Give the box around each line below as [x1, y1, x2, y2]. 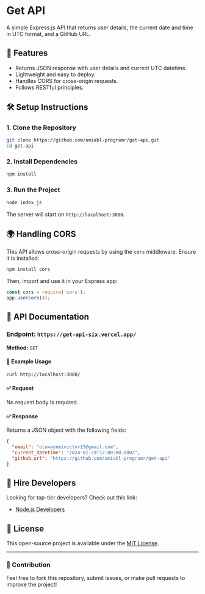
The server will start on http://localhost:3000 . [6, 210, 125, 218]
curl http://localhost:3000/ [6, 371, 81, 378]
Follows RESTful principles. [15, 84, 84, 91]
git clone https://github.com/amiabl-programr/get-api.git [6, 137, 160, 143]
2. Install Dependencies [6, 157, 78, 166]
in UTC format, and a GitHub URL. [6, 30, 92, 37]
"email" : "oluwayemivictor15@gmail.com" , [12, 444, 119, 450]
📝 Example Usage [6, 358, 52, 365]
